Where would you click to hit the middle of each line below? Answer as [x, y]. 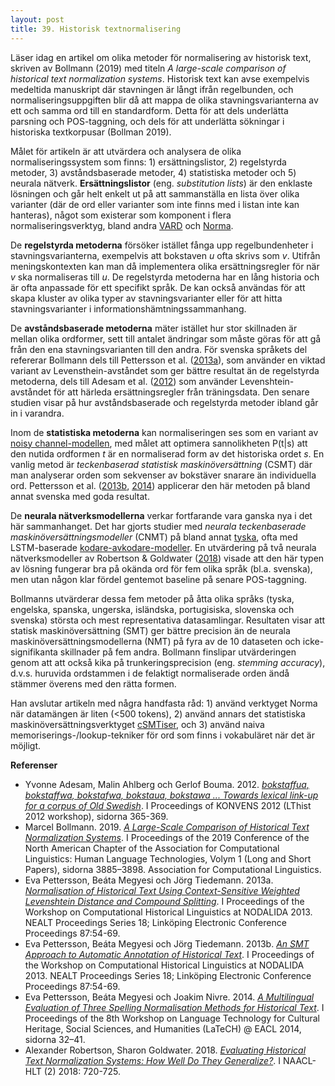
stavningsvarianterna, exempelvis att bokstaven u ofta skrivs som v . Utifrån [165, 255]
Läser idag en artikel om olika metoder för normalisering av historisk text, [161, 57]
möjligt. [26, 745]
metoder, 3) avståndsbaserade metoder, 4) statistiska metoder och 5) [153, 172]
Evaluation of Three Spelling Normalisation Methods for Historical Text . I [174, 1007]
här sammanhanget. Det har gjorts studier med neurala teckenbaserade [158, 526]
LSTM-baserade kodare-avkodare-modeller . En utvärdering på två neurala [163, 547]
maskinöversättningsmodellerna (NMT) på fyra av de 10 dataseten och [155, 641]
